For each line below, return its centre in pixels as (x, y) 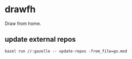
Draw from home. (23, 23)
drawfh (20, 9)
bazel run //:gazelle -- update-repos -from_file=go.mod (66, 51)
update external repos (40, 39)
